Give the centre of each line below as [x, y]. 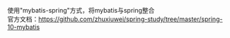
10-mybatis [24, 27]
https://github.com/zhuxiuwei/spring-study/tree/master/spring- [131, 19]
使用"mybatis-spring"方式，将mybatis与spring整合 [81, 10]
